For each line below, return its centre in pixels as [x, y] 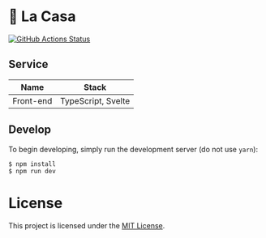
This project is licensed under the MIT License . [87, 225]
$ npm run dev [32, 171]
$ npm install [32, 164]
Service [28, 64]
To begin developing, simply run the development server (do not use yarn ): [133, 149]
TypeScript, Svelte [95, 100]
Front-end [32, 100]
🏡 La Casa [42, 17]
